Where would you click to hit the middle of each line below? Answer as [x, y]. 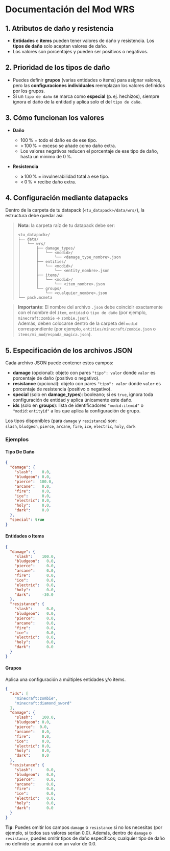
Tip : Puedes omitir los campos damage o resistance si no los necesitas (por [84, 827]
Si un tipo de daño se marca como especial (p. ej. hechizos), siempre [86, 96]
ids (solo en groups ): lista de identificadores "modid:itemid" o [78, 405]
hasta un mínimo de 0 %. [46, 156]
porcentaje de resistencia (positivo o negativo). [62, 389]
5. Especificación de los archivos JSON [69, 350]
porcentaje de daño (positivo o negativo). [56, 378]
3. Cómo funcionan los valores [55, 118]
